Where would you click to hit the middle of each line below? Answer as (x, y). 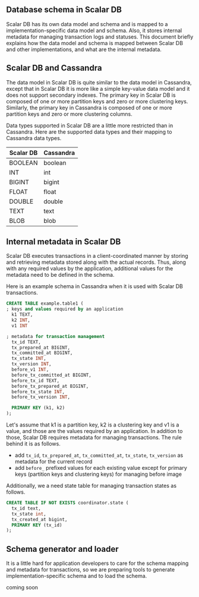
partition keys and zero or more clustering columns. (69, 114)
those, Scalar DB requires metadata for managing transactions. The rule (94, 438)
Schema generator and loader (62, 549)
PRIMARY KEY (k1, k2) (38, 408)
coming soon (22, 587)
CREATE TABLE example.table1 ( (45, 304)
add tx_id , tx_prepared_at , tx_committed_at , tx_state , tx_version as (99, 455)
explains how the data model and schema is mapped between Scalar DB (94, 43)
